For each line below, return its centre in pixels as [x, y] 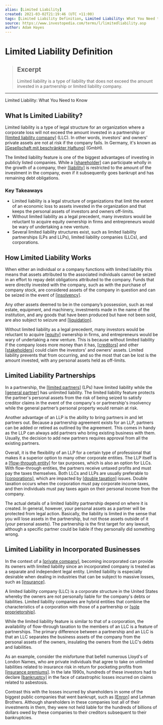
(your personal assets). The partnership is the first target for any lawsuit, [78, 524]
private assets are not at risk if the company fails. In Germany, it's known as [81, 143]
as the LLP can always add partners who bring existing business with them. [81, 433]
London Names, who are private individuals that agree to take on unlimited [79, 661]
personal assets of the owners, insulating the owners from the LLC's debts [79, 642]
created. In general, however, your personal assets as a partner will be [75, 508]
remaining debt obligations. [32, 178]
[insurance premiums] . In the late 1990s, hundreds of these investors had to [81, 672]
